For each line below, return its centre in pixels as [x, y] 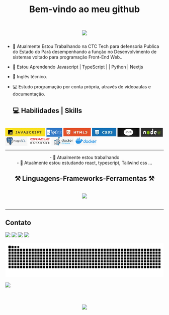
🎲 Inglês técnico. [30, 77]
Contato [18, 223]
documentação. [29, 94]
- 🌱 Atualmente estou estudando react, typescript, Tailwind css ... [84, 163]
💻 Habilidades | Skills [47, 110]
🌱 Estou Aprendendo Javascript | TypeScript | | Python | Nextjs [78, 67]
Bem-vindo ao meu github [84, 9]
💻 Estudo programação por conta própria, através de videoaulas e [81, 87]
